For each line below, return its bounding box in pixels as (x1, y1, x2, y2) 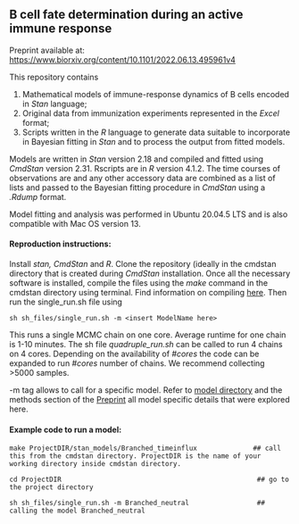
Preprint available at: (9, 45, 85, 55)
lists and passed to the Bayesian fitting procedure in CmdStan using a (9, 182, 266, 193)
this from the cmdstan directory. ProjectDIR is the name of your (9, 452, 262, 461)
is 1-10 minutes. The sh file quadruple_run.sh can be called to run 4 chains (9, 339, 283, 350)
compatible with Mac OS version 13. (9, 218, 141, 229)
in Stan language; (21, 98, 87, 109)
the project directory (9, 483, 94, 492)
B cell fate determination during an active (9, 7, 244, 22)
